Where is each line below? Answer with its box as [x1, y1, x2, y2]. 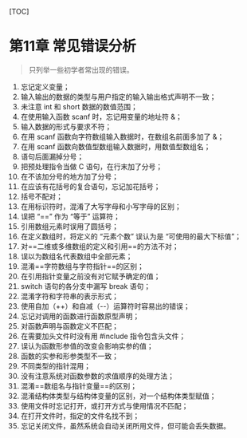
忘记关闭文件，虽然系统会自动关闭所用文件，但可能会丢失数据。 [20, 420, 230, 430]
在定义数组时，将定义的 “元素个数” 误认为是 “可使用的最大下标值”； [20, 231, 242, 241]
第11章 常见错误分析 [9, 37, 136, 55]
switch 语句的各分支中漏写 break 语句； [20, 281, 151, 290]
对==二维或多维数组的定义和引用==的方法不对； [20, 241, 179, 251]
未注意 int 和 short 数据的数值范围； [20, 101, 138, 111]
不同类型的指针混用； [20, 361, 91, 370]
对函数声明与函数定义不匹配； [20, 321, 119, 330]
